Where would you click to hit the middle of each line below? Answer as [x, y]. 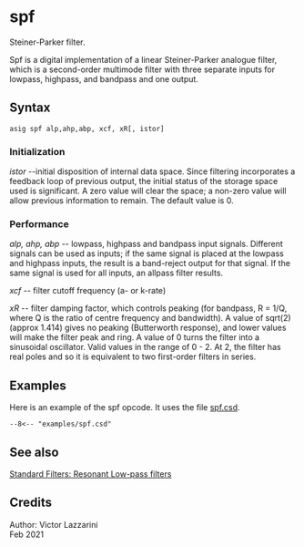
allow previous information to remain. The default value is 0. [122, 201]
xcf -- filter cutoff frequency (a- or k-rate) [88, 291]
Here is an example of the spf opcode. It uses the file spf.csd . [125, 408]
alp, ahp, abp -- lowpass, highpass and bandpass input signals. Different [147, 244]
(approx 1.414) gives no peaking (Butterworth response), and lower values [148, 328]
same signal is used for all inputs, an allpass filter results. [117, 273]
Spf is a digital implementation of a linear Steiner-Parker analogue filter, [143, 59]
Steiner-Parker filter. [47, 42]
